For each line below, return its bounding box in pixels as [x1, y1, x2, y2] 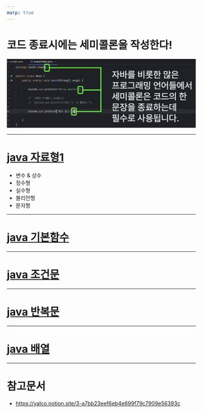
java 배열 [7, 343, 50, 356]
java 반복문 [7, 305, 60, 319]
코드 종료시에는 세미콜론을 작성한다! [7, 38, 173, 52]
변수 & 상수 [15, 172, 42, 179]
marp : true [7, 10, 34, 16]
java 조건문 [7, 268, 60, 282]
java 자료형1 [7, 151, 65, 165]
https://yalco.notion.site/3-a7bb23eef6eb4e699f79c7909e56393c [15, 400, 180, 407]
